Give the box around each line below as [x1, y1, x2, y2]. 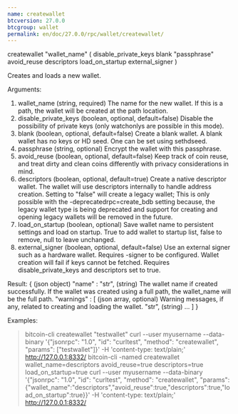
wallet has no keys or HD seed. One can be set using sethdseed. [17, 137, 208, 146]
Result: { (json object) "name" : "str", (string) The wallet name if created [7, 280, 218, 288]
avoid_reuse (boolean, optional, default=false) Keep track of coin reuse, [17, 152, 229, 161]
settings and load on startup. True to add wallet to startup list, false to [17, 228, 222, 236]
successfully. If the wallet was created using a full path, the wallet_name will [7, 287, 232, 296]
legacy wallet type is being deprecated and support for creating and [17, 205, 218, 214]
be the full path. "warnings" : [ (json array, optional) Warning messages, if [7, 295, 224, 303]
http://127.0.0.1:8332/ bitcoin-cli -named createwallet [24, 353, 180, 361]
